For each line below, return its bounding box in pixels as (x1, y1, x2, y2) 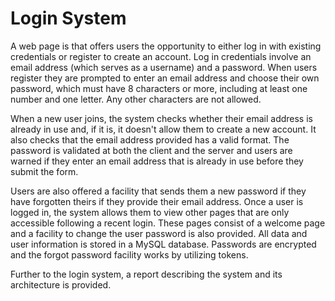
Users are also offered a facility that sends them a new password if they (10, 185, 307, 197)
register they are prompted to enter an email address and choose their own (10, 72, 320, 84)
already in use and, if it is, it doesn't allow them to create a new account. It (10, 123, 317, 135)
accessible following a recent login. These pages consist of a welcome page (10, 217, 326, 229)
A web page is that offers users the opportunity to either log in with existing (10, 40, 322, 52)
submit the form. (10, 165, 79, 177)
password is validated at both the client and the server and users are (10, 144, 293, 156)
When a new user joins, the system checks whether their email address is (10, 112, 313, 124)
